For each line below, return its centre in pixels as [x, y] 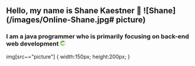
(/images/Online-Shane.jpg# [60, 20]
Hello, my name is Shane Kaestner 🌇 [74, 11]
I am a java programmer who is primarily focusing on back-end [97, 37]
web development [32, 44]
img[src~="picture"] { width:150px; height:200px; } [68, 57]
